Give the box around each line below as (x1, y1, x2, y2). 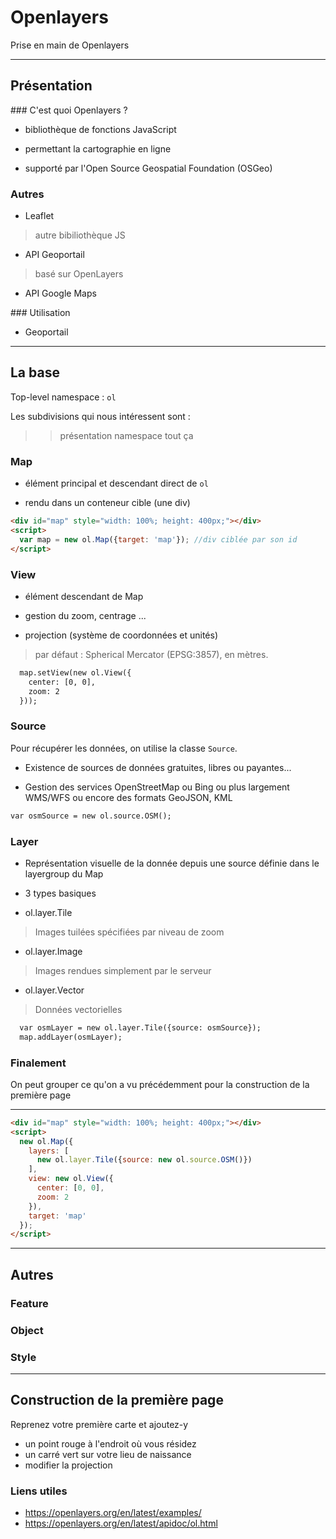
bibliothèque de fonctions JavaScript (24, 123, 177, 135)
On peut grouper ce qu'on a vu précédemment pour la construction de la (10, 1078, 310, 1090)
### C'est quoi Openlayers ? (10, 104, 128, 116)
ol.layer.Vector (24, 984, 85, 996)
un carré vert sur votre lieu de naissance (24, 1448, 192, 1460)
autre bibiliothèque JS (34, 229, 126, 241)
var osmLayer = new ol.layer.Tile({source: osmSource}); (19, 1022, 262, 1033)
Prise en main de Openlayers (10, 39, 130, 51)
